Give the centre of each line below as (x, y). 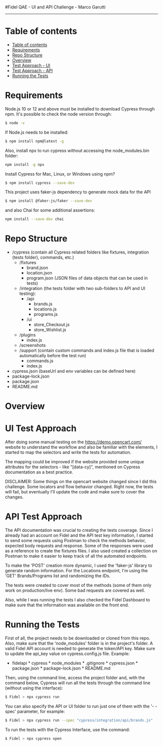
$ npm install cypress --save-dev (40, 183)
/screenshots (33, 346)
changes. (14, 497)
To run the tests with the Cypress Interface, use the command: (67, 729)
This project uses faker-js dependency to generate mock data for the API (78, 192)
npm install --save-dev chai (34, 219)
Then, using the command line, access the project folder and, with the (75, 678)
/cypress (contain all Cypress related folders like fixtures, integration (81, 252)
